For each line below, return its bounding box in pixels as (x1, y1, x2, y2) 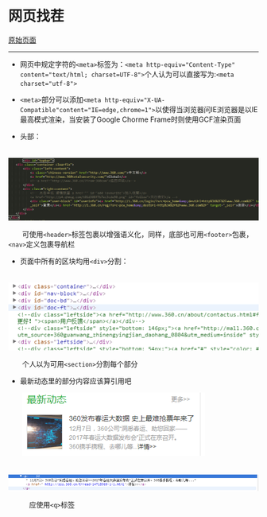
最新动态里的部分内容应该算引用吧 (19, 375, 132, 386)
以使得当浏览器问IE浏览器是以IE (154, 104, 258, 114)
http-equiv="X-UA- (104, 96, 165, 104)
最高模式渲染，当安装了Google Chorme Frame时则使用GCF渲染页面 (19, 115, 242, 124)
